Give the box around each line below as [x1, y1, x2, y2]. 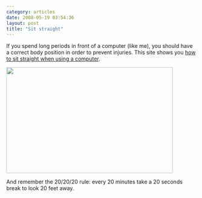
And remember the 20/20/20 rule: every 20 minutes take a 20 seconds [6, 178, 183, 185]
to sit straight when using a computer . [6, 55, 101, 62]
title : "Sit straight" [6, 25, 64, 32]
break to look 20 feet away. [6, 185, 74, 192]
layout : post [6, 20, 39, 26]
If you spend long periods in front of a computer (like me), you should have [6, 42, 193, 50]
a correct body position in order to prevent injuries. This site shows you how [6, 49, 196, 56]
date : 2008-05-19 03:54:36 [6, 15, 74, 21]
